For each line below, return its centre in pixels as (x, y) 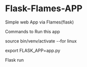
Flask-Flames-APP (44, 9)
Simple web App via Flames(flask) (40, 22)
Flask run (14, 60)
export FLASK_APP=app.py (33, 50)
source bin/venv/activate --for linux (41, 41)
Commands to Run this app (33, 31)
